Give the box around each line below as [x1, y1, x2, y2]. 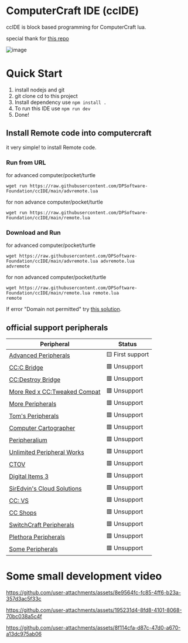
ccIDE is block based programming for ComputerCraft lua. [6, 23, 146, 31]
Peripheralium [9, 436, 48, 444]
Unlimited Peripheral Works [9, 448, 84, 456]
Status [118, 340, 137, 348]
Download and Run [6, 228, 61, 236]
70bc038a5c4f [6, 613, 42, 620]
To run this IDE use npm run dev [14, 104, 91, 112]
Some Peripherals [9, 544, 58, 553]
